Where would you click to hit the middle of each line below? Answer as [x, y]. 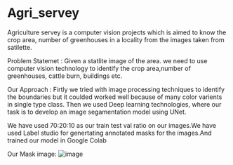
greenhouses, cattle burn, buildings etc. [65, 76]
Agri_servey [43, 13]
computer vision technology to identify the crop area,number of [99, 68]
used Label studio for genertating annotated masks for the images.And [109, 133]
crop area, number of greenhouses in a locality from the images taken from [116, 39]
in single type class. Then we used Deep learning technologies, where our [114, 104]
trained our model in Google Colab [57, 140]
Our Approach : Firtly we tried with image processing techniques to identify [116, 89]
